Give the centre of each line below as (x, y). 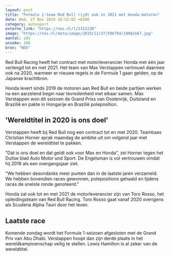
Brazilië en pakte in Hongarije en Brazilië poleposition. (62, 104)
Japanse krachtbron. (27, 78)
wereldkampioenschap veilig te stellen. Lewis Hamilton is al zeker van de (81, 244)
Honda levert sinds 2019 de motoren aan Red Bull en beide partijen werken (83, 88)
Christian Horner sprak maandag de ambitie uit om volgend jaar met (76, 138)
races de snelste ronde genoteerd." (42, 184)
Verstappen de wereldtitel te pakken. (44, 143)
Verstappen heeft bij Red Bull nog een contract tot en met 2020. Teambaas (83, 132)
